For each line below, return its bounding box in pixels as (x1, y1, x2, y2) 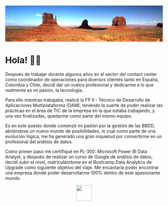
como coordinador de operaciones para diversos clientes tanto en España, (5, 76, 159, 83)
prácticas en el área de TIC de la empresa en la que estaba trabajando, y (5, 108, 155, 114)
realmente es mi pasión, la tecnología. (5, 87, 83, 93)
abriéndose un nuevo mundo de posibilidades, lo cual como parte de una (5, 128, 156, 134)
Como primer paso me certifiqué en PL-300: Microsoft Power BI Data (5, 149, 147, 155)
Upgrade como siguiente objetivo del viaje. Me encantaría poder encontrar (5, 164, 159, 171)
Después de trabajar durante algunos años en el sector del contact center (5, 71, 157, 77)
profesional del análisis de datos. (5, 139, 73, 145)
